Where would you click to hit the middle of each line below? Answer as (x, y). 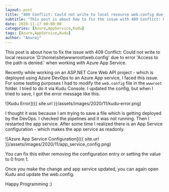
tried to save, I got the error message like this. (53, 94)
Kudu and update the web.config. (40, 174)
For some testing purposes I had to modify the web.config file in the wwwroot (84, 83)
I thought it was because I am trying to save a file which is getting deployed (83, 113)
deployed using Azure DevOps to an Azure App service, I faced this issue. (82, 78)
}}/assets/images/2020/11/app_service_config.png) (58, 144)
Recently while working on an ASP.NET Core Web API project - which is (79, 72)
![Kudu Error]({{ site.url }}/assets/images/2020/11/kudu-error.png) (73, 103)
